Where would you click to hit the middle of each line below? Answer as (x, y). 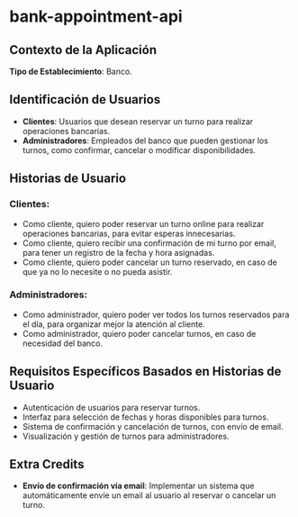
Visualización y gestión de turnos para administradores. (126, 436)
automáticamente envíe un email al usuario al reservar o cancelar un (149, 495)
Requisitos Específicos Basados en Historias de (145, 372)
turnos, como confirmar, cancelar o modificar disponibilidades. (139, 150)
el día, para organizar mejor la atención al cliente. (113, 324)
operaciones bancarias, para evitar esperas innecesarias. (129, 233)
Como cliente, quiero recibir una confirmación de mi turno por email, (149, 243)
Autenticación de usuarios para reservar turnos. (111, 407)
